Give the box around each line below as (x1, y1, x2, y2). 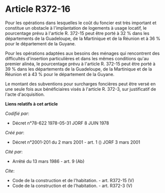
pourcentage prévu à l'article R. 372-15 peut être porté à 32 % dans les (5, 30, 150, 36)
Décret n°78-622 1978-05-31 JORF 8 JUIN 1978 (12, 120, 109, 126)
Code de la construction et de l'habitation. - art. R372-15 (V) (12, 177, 134, 183)
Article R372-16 (5, 3, 70, 15)
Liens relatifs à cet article (5, 101, 58, 107)
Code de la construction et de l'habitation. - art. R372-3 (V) (12, 183, 133, 189)
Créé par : (5, 129, 25, 135)
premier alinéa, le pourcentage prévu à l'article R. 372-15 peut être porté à (5, 61, 156, 67)
